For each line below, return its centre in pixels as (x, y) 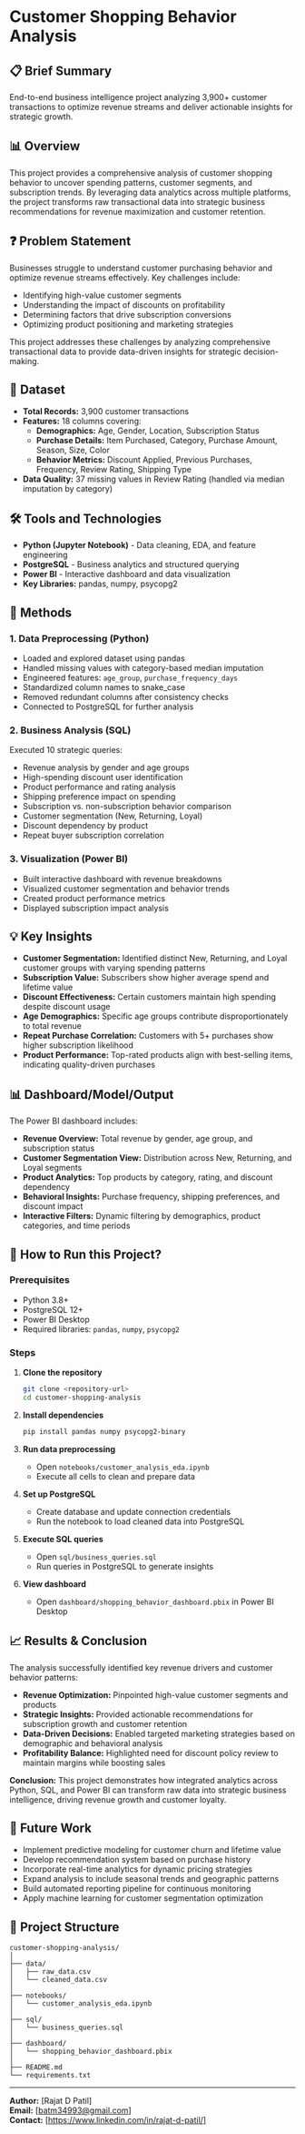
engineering (45, 555)
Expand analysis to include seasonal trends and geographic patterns (151, 1879)
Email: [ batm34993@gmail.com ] (70, 2110)
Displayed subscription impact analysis (96, 908)
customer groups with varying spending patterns (114, 968)
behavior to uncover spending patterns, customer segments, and (131, 182)
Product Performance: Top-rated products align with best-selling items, (157, 1055)
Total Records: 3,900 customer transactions (105, 412)
